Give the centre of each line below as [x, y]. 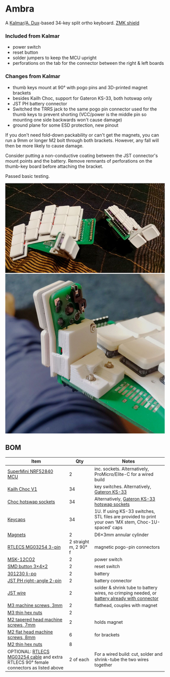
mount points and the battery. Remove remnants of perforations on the [79, 161]
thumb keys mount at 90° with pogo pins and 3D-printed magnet [80, 87]
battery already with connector [126, 598]
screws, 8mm [22, 637]
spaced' [103, 528]
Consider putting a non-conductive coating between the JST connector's [82, 156]
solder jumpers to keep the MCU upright [55, 58]
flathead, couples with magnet [126, 606]
